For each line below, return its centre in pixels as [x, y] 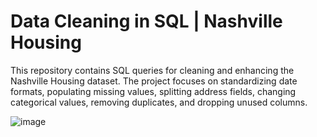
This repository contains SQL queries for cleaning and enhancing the [152, 70]
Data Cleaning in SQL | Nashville [146, 21]
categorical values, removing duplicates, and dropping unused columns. [159, 102]
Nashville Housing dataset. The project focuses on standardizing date [154, 81]
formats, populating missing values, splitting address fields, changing [153, 91]
